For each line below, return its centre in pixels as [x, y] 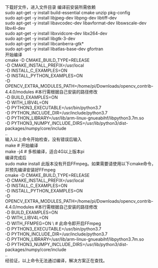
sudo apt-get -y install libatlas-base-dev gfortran [54, 49]
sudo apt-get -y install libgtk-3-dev [40, 38]
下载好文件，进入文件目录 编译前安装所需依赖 [50, 7]
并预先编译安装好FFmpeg [30, 170]
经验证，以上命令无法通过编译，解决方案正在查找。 [56, 260]
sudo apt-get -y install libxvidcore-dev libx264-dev [56, 33]
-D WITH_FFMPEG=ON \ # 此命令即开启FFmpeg [53, 223]
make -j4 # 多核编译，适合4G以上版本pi [45, 152]
